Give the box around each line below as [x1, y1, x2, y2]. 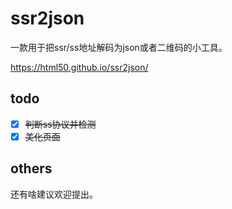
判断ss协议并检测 [24, 118, 97, 130]
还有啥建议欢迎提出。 [10, 188, 98, 200]
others [10, 160, 53, 177]
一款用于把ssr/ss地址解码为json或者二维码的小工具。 [10, 41, 228, 53]
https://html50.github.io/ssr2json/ [10, 61, 149, 73]
